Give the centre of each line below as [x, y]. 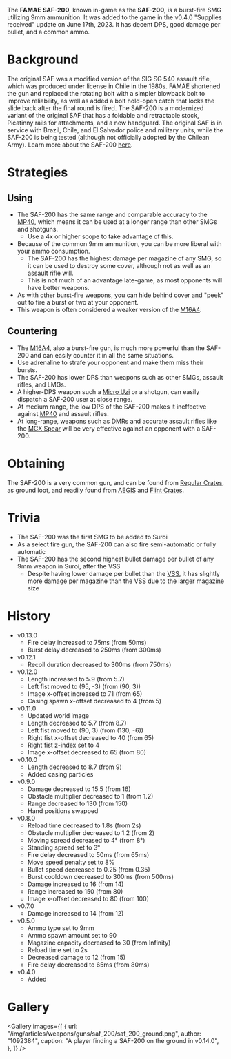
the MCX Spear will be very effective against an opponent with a [109, 428]
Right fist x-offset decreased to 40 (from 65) [91, 737]
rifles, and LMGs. [41, 384]
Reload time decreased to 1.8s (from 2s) [84, 825]
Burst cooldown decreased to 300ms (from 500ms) [101, 876]
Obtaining [36, 463]
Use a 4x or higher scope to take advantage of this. [100, 236]
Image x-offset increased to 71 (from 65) [85, 693]
